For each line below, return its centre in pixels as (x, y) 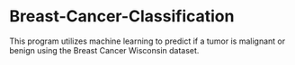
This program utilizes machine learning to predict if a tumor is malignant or (147, 41)
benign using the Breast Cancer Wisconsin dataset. (104, 50)
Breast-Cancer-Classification (122, 16)
